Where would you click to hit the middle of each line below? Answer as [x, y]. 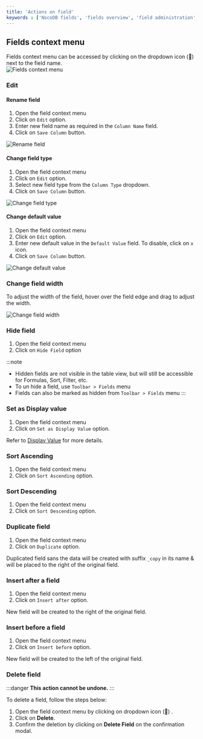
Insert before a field [36, 627]
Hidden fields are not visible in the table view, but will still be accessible [104, 374]
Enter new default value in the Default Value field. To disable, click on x [104, 243]
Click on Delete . [35, 718]
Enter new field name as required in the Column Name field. [86, 126]
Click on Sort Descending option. [56, 511]
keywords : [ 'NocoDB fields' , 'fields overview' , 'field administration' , [102, 18]
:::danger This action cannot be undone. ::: [60, 688]
